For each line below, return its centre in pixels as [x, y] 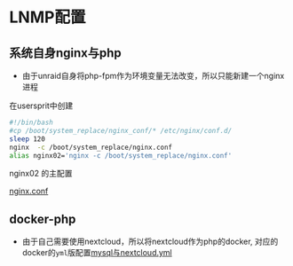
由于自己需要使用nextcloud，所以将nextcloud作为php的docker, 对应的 [150, 242]
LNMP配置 [48, 17]
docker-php [43, 219]
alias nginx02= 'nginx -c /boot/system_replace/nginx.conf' [121, 155]
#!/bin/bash [31, 122]
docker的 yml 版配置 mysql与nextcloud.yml [97, 253]
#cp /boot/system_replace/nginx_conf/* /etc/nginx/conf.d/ [121, 130]
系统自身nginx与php [65, 53]
